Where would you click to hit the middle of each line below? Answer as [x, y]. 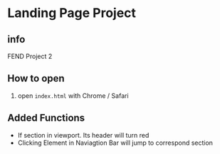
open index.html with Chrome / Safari [73, 95]
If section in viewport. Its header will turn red [83, 135]
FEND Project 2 [30, 56]
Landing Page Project [72, 13]
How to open [36, 78]
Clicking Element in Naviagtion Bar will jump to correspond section [115, 143]
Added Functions [46, 118]
